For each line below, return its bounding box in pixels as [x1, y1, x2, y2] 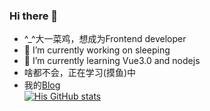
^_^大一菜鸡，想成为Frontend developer [23, 33, 187, 45]
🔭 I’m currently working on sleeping [23, 44, 171, 56]
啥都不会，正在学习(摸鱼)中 [23, 67, 137, 79]
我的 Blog [23, 79, 61, 91]
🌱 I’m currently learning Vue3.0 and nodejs [23, 55, 201, 67]
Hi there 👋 [9, 9, 59, 23]
